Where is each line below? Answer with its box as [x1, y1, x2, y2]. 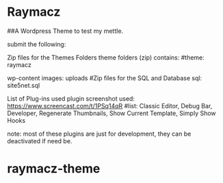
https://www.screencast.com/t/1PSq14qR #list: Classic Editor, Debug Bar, [7, 101, 213, 110]
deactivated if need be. [7, 136, 73, 145]
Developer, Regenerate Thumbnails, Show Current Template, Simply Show [7, 109, 217, 117]
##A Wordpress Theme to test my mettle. [7, 27, 124, 35]
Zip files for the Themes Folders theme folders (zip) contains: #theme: [7, 53, 205, 62]
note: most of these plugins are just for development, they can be [7, 130, 192, 138]
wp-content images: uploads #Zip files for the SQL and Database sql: [7, 73, 202, 82]
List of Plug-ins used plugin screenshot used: [7, 94, 135, 103]
